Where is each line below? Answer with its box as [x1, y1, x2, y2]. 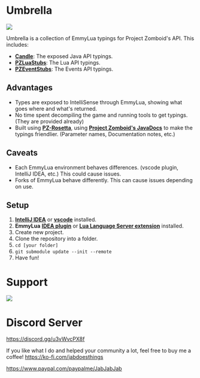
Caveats [6, 148, 38, 158]
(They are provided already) [14, 117, 84, 125]
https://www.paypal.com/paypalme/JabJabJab [6, 365, 122, 372]
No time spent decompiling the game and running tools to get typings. [14, 111, 188, 119]
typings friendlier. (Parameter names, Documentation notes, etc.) [14, 130, 175, 138]
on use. [14, 183, 34, 190]
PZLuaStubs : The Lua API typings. [14, 59, 101, 66]
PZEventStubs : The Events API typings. [14, 65, 114, 72]
